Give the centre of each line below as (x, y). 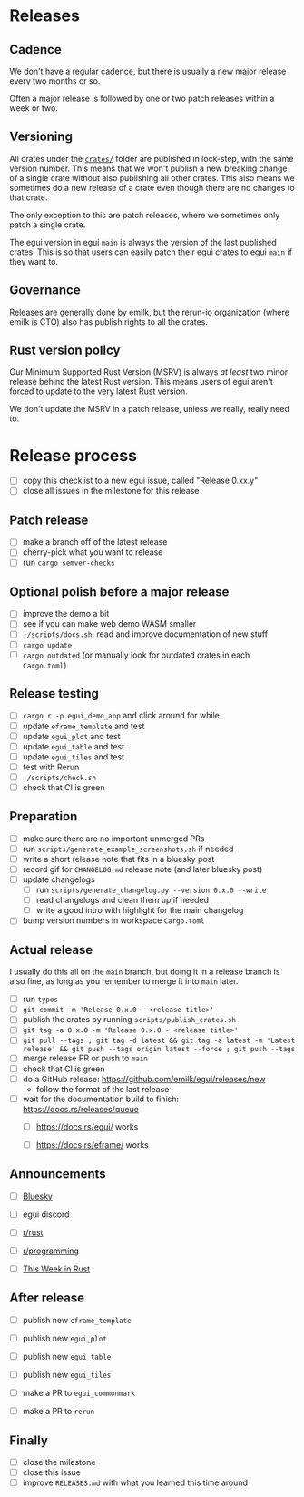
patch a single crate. (48, 225)
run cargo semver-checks (69, 563)
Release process (74, 455)
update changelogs (59, 879)
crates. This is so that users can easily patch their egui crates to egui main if (151, 252)
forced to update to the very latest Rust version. (98, 391)
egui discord (46, 1214)
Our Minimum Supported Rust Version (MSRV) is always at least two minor (149, 372)
